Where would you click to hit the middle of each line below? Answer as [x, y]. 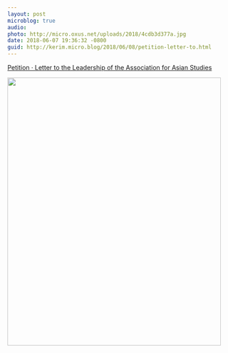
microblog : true [31, 21]
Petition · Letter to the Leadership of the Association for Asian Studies [110, 68]
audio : [17, 27]
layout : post [27, 14]
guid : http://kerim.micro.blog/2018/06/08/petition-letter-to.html [110, 47]
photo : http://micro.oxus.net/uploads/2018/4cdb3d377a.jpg [97, 34]
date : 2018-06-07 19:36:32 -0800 [57, 41]
